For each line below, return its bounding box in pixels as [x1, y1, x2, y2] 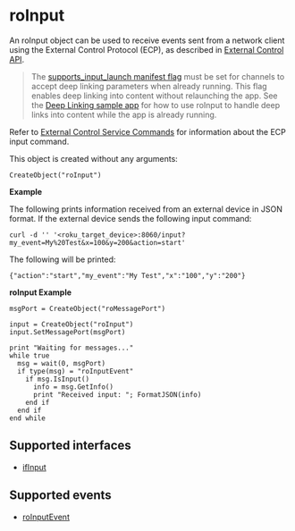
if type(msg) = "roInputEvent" [17, 367, 134, 375]
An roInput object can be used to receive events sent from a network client [9, 35, 285, 46]
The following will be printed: [9, 254, 116, 265]
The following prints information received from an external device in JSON [9, 203, 283, 215]
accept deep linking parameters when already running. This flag [30, 80, 267, 91]
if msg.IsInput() [25, 375, 90, 383]
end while [9, 413, 46, 423]
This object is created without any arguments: [9, 153, 179, 164]
